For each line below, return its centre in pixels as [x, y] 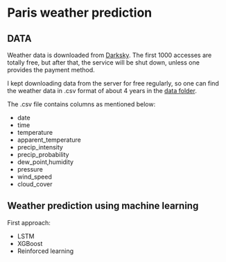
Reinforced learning [45, 251]
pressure [30, 169]
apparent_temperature [49, 140]
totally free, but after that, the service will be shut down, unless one [103, 63]
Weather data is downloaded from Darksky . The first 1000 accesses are [110, 55]
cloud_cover [35, 184]
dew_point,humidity [45, 162]
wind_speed [34, 177]
